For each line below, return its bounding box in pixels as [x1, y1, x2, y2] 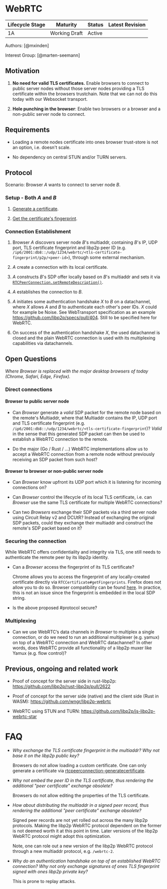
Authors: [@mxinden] [5, 42, 49, 48]
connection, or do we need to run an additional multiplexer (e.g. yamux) [12, 634, 160, 640]
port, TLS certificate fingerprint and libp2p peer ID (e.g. [12, 244, 126, 251]
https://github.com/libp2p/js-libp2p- [81, 708, 156, 714]
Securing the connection [5, 538, 66, 545]
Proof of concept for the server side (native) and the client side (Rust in [12, 693, 159, 699]
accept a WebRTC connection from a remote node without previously [12, 451, 155, 457]
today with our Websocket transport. [12, 96, 88, 102]
